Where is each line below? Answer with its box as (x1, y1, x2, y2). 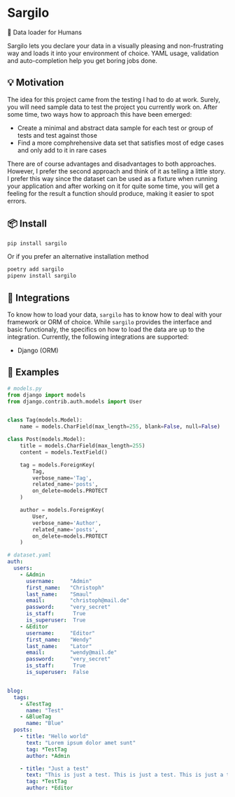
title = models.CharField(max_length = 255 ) (20, 443, 145, 450)
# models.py (7, 385, 42, 392)
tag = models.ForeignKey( (20, 461, 96, 468)
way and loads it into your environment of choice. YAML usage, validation (7, 49, 219, 57)
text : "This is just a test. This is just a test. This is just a (25, 771, 224, 779)
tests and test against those (17, 131, 98, 139)
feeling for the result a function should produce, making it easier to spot (7, 189, 215, 197)
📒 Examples (7, 366, 59, 378)
